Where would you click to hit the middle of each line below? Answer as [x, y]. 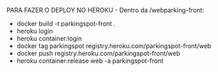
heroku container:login [49, 38]
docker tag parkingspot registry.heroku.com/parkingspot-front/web [114, 46]
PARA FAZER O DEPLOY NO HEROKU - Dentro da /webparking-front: [105, 10]
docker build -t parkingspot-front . [66, 23]
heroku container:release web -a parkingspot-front [90, 61]
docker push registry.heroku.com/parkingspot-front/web [98, 53]
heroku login [35, 31]
